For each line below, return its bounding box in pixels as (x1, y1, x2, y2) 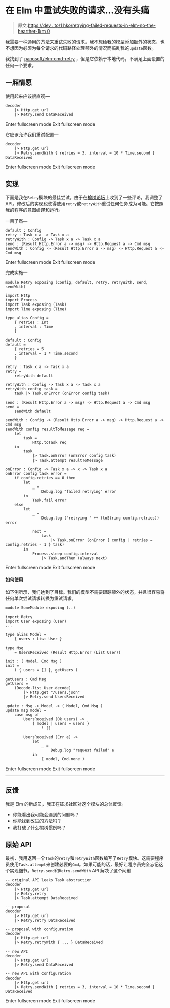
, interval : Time (14, 324, 53, 329)
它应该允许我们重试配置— (5, 131, 59, 137)
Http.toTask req (32, 440, 67, 445)
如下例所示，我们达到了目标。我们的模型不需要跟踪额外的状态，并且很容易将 (5, 589, 165, 595)
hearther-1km (17, 28, 46, 34)
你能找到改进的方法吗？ (12, 818, 62, 824)
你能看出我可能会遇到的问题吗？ (12, 811, 79, 817)
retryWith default (14, 373, 53, 378)
